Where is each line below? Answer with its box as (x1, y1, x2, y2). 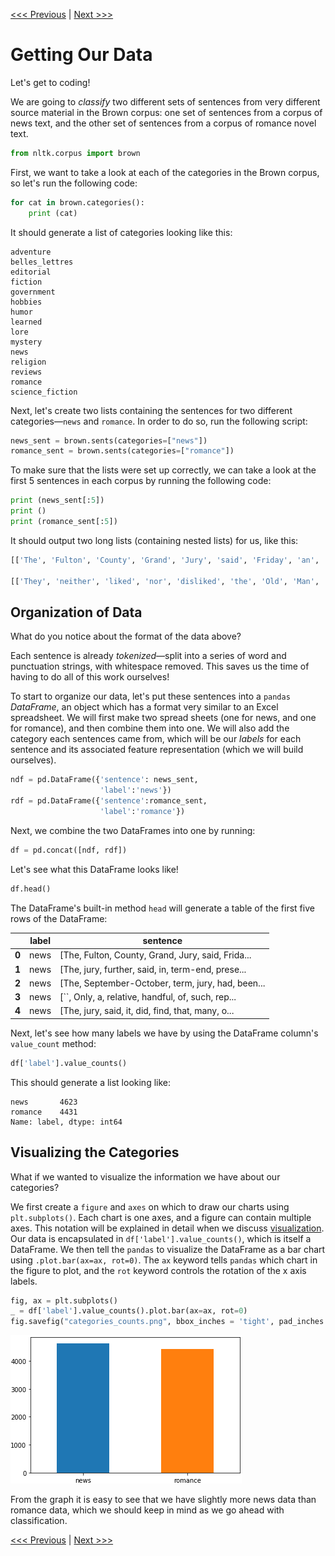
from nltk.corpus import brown (10, 148, 141, 158)
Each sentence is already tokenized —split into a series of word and (10, 650, 287, 662)
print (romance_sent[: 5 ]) (10, 517, 118, 527)
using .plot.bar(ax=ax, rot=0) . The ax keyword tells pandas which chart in (10, 1254, 318, 1266)
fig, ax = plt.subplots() (10, 1295, 118, 1306)
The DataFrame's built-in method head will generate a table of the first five (10, 902, 315, 914)
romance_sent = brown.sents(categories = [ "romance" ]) (10, 446, 235, 456)
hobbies (10, 297, 43, 307)
